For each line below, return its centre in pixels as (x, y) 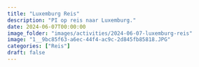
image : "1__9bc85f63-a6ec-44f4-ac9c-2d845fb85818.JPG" (89, 40)
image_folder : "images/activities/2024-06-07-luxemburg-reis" (100, 33)
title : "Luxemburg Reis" (43, 14)
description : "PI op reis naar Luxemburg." (72, 20)
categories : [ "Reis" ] (39, 46)
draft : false (26, 53)
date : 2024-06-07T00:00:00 (47, 27)
